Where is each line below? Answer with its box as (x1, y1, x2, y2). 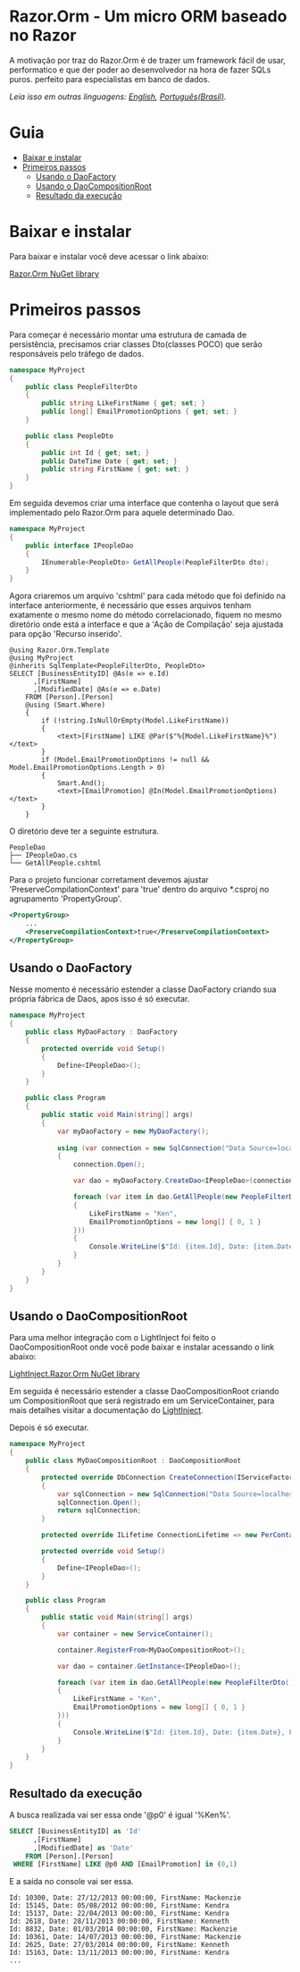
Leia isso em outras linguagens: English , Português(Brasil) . (9, 91, 227, 102)
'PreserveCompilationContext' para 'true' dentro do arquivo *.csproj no (9, 884, 270, 895)
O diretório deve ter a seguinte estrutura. (9, 825, 159, 837)
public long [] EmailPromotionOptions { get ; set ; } (41, 407, 238, 417)
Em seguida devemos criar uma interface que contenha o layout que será (9, 498, 279, 508)
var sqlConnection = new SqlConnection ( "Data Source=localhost (56, 1489, 297, 1499)
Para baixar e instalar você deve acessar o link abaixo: (9, 250, 210, 261)
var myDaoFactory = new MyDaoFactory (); (56, 1127, 210, 1136)
